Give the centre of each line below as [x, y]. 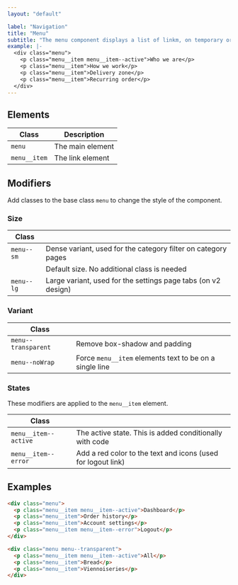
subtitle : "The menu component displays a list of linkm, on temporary [115, 40]
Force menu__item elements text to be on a [145, 358]
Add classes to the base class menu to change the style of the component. [115, 200]
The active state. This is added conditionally [149, 433]
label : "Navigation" [38, 27]
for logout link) [101, 462]
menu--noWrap [33, 362]
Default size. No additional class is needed [116, 269]
